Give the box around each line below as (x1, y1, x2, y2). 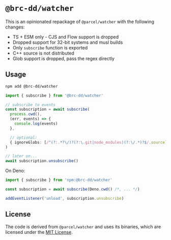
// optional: (10, 135, 38, 140)
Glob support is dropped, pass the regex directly (12, 55, 115, 62)
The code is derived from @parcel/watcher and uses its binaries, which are (5, 223, 161, 230)
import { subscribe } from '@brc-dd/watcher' (5, 93, 103, 98)
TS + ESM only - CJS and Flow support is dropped (12, 34, 119, 40)
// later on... (5, 154, 38, 159)
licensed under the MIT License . (5, 229, 73, 235)
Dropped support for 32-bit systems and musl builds (12, 39, 123, 45)
